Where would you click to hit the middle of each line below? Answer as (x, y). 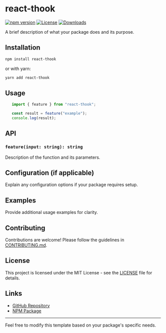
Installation (23, 48)
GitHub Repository (31, 305)
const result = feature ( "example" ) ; (49, 114)
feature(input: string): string (44, 147)
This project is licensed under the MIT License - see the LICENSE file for (79, 272)
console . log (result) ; (34, 118)
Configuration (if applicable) (50, 173)
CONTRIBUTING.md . (26, 245)
